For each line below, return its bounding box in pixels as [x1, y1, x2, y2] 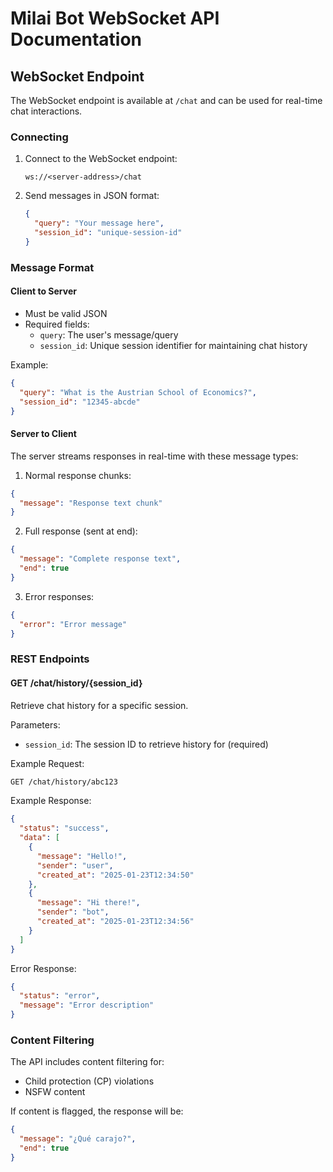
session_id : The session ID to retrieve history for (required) [24, 738, 269, 750]
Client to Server [10, 285, 77, 297]
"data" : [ [19, 833, 60, 843]
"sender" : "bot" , [36, 907, 110, 917]
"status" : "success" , [19, 823, 110, 834]
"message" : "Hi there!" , [36, 898, 141, 908]
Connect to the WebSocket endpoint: [24, 153, 178, 165]
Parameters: [10, 718, 61, 731]
